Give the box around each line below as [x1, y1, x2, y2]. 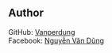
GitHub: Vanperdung [8, 27, 75, 36]
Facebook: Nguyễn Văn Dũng [8, 36, 105, 45]
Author [8, 6, 44, 20]
